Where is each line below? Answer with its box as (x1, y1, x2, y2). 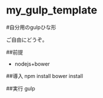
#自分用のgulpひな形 (6, 23, 57, 31)
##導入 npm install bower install (6, 72, 84, 79)
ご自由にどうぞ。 (6, 36, 48, 43)
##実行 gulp (6, 85, 35, 92)
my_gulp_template (6, 4, 98, 17)
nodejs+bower (14, 60, 50, 67)
